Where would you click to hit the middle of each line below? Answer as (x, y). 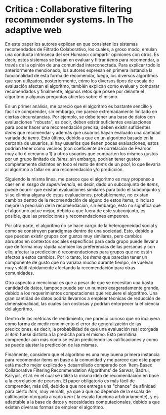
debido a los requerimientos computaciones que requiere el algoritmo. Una (82, 293)
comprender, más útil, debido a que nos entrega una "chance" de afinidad (81, 386)
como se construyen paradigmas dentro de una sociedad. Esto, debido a (79, 231)
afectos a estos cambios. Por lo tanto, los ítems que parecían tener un (76, 257)
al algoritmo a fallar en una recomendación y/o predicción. (64, 169)
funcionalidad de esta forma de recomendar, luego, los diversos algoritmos (82, 75)
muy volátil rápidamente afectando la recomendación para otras (70, 267)
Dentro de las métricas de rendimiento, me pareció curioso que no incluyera (83, 318)
